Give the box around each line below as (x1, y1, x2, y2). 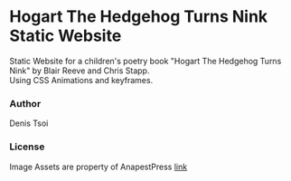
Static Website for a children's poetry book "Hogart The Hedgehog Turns (9, 55, 282, 66)
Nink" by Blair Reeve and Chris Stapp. (9, 65, 150, 76)
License (9, 140, 45, 153)
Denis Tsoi (9, 118, 49, 129)
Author (9, 97, 42, 110)
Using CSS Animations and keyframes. (9, 74, 154, 85)
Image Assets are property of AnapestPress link (9, 161, 188, 172)
